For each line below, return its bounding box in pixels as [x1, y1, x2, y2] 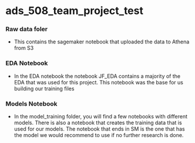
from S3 [14, 45, 34, 52]
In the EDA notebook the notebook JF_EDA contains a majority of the [14, 72, 180, 80]
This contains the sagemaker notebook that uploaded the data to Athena [14, 38, 190, 45]
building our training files [14, 85, 75, 92]
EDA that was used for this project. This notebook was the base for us [14, 79, 183, 86]
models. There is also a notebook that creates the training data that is [14, 119, 183, 127]
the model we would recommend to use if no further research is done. [14, 132, 184, 139]
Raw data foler [5, 25, 48, 33]
